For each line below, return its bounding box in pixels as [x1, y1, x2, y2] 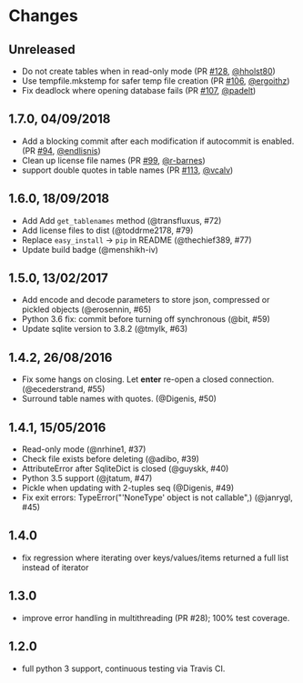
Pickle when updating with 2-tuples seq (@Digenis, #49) [21, 483, 235, 494]
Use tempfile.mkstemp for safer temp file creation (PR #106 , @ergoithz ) [21, 75, 290, 86]
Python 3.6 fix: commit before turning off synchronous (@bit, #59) [21, 314, 270, 325]
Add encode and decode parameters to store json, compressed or [21, 295, 270, 306]
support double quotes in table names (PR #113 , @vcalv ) [21, 165, 234, 176]
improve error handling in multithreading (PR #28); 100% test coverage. [21, 612, 290, 623]
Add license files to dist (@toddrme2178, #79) [21, 225, 194, 236]
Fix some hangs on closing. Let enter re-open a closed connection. [21, 374, 275, 385]
